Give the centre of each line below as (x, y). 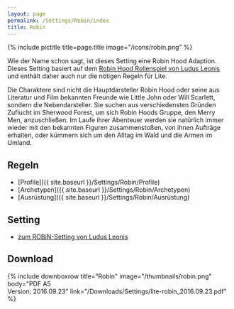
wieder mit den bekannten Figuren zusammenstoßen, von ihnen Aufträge (114, 128)
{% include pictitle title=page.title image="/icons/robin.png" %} (100, 48)
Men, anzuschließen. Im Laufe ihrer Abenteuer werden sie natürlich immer (116, 120)
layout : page (27, 14)
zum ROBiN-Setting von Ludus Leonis (73, 237)
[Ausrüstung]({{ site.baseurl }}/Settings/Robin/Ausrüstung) (104, 197)
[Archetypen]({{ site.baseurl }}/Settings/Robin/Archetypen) (104, 190)
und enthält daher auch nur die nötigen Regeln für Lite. (88, 76)
